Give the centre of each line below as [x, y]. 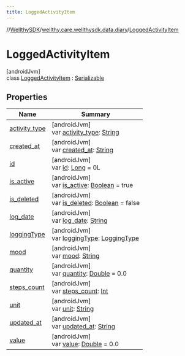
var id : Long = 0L [76, 168]
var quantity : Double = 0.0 [89, 274]
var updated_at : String [83, 327]
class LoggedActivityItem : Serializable [55, 78]
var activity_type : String [85, 133]
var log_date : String [80, 220]
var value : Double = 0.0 [85, 344]
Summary [96, 114]
